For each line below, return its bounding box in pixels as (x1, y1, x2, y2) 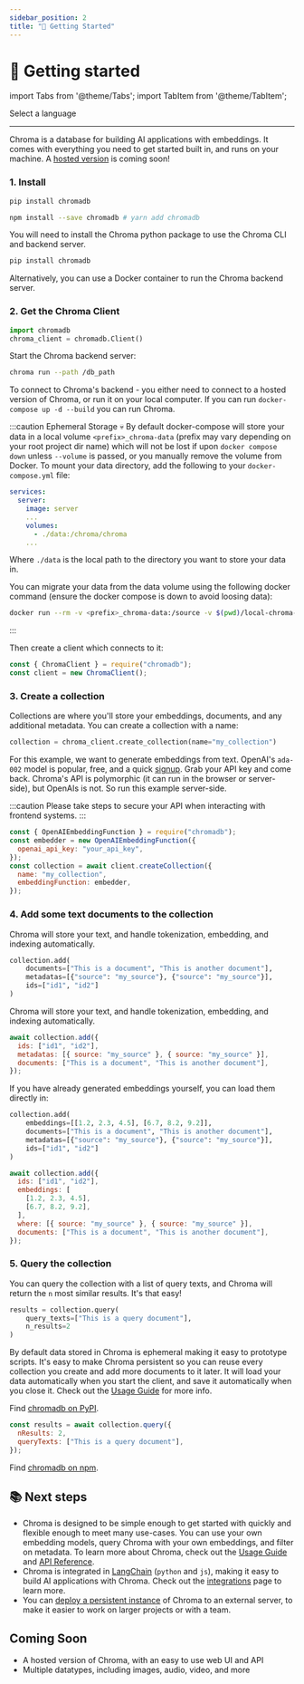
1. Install (9, 176, 47, 188)
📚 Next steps (9, 1489, 88, 1505)
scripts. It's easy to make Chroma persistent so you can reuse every (9, 1356, 264, 1368)
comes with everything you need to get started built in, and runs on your (9, 144, 279, 155)
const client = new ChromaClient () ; (9, 669, 147, 678)
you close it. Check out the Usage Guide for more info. (9, 1385, 213, 1396)
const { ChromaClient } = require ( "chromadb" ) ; (9, 660, 193, 669)
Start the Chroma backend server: (9, 351, 137, 361)
